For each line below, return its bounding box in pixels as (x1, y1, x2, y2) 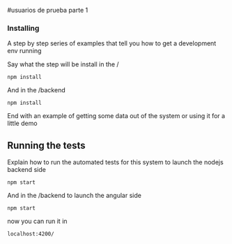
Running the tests (7, 139, 86, 151)
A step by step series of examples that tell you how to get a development (7, 39, 217, 48)
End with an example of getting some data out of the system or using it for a (7, 112, 225, 120)
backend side (7, 166, 47, 174)
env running (7, 47, 42, 55)
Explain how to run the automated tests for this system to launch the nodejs (7, 158, 224, 166)
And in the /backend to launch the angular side (7, 192, 141, 200)
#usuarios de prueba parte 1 (7, 6, 88, 14)
